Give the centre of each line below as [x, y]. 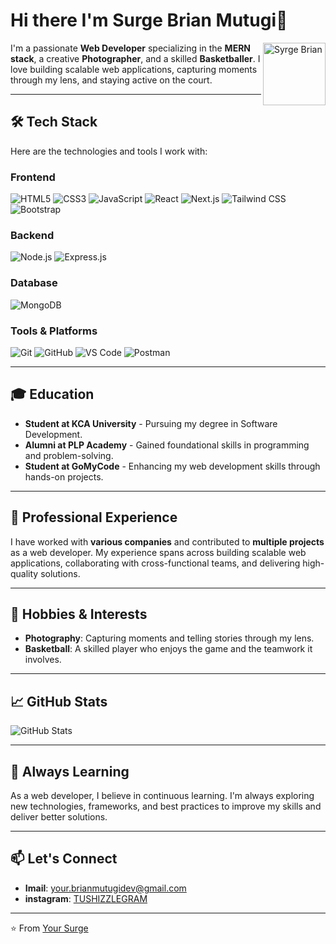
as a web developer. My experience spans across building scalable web [158, 552]
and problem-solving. [69, 455]
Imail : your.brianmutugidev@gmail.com [105, 888]
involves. [43, 660]
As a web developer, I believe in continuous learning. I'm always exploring [162, 795]
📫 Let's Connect [64, 859]
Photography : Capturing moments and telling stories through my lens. [169, 638]
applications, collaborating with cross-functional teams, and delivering [155, 563]
